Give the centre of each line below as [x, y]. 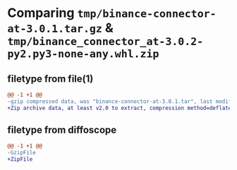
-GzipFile [22, 153]
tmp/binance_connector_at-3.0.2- [105, 42]
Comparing [41, 13]
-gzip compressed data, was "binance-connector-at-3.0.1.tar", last [110, 101]
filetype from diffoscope [62, 130]
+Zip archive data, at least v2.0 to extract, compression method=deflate [120, 108]
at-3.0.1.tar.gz [55, 29]
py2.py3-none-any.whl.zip [83, 54]
